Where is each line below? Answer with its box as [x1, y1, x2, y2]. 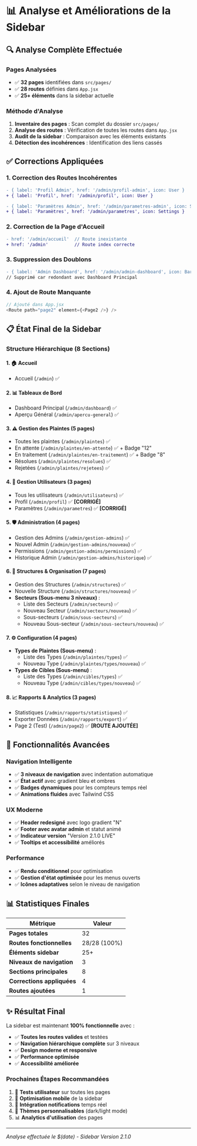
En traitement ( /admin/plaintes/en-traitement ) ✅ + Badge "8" [14, 451, 166, 459]
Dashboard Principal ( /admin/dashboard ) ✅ [14, 404, 117, 411]
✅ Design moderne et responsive [14, 1047, 97, 1054]
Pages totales [9, 929, 48, 937]
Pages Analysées [6, 65, 57, 74]
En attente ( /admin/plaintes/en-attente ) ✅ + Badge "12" [14, 444, 152, 451]
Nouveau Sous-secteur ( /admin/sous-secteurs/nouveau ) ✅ [23, 620, 164, 627]
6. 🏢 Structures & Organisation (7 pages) [6, 568, 107, 575]
